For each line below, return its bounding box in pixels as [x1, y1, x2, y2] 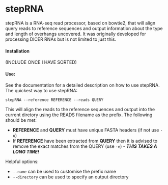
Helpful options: [5, 158, 39, 165]
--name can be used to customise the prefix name [12, 169, 116, 175]
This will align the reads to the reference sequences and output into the [5, 107, 155, 113]
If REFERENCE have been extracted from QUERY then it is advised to [12, 138, 158, 144]
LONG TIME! [12, 149, 40, 155]
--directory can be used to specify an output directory [12, 174, 129, 180]
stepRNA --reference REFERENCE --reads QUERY [5, 97, 103, 102]
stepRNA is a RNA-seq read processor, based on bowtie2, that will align [5, 20, 156, 26]
